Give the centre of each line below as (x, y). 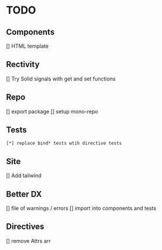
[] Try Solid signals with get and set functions (61, 79)
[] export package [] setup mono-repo (52, 111)
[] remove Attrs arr (28, 241)
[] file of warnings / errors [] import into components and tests (81, 208)
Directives (25, 227)
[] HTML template (27, 46)
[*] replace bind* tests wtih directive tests (64, 144)
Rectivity (23, 64)
